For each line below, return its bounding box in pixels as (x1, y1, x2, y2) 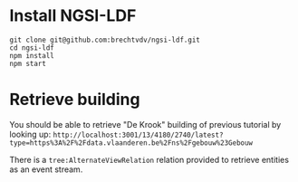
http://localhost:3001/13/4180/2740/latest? (53, 130, 224, 139)
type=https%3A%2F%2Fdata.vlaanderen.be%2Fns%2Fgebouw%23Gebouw (9, 138, 254, 148)
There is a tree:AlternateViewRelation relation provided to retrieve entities (9, 154, 290, 165)
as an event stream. (9, 164, 83, 175)
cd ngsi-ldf (9, 43, 54, 53)
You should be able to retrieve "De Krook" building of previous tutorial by (9, 119, 282, 129)
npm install (9, 51, 54, 60)
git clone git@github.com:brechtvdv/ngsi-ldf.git (9, 35, 201, 44)
